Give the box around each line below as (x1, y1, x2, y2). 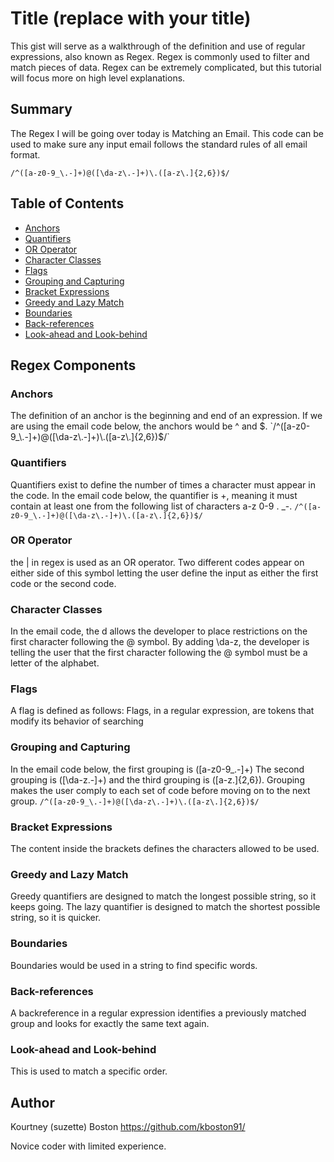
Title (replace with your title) (10, 7, 252, 30)
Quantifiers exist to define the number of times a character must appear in (10, 478, 316, 491)
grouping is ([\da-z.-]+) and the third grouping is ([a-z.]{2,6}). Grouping (10, 773, 305, 786)
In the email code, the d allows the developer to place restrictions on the (10, 625, 308, 637)
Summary (10, 101, 73, 118)
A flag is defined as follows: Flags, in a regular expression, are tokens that (10, 705, 315, 717)
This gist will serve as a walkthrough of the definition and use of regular (10, 40, 306, 52)
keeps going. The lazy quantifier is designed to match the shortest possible (10, 901, 321, 913)
